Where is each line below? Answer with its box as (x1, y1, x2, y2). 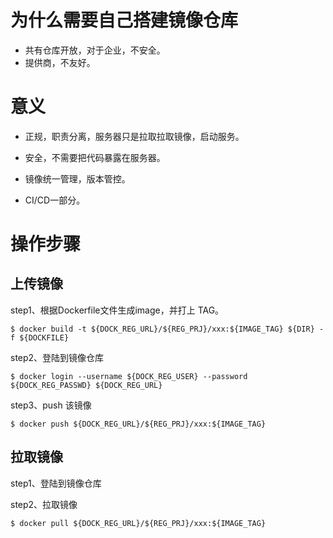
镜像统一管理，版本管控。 (24, 172, 131, 185)
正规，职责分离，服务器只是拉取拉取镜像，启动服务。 (24, 130, 245, 142)
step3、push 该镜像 (10, 399, 92, 411)
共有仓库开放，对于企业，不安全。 (24, 44, 166, 56)
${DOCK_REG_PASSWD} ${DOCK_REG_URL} (10, 380, 163, 390)
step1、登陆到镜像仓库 (10, 477, 102, 489)
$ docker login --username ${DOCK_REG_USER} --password (10, 371, 248, 381)
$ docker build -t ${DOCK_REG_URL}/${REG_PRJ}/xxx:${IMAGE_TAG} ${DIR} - (10, 324, 325, 334)
